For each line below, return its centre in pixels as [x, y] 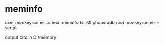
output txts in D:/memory [31, 37]
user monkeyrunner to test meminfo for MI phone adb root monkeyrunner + [82, 22]
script [11, 27]
